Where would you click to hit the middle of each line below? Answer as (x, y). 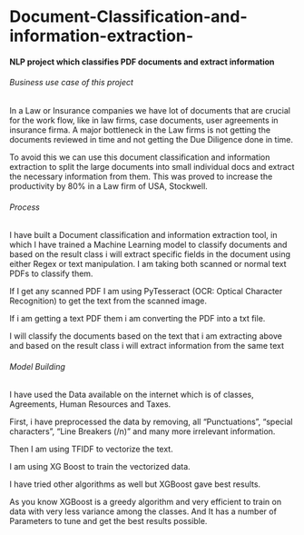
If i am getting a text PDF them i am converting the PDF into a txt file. (137, 319)
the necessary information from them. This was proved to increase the (141, 176)
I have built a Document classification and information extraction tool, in (143, 235)
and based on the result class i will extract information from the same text (147, 346)
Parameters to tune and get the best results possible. (108, 521)
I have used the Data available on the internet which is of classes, (132, 395)
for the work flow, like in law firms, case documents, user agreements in (144, 120)
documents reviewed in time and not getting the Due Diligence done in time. (151, 139)
